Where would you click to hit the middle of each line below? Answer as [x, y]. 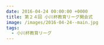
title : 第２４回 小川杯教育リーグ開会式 [49, 17]
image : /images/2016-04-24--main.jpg [52, 22]
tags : [13, 28]
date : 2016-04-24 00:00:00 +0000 [47, 11]
